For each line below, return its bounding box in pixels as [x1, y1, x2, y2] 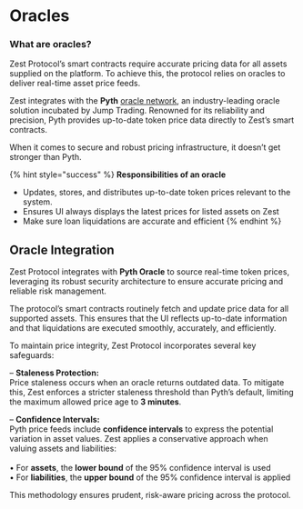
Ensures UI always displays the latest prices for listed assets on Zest [22, 206, 279, 217]
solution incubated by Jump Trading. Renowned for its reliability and [9, 105, 266, 116]
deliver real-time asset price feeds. [9, 78, 141, 89]
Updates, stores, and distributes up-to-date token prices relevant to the [22, 187, 291, 198]
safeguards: [9, 350, 55, 361]
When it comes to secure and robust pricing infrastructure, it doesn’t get [9, 142, 281, 153]
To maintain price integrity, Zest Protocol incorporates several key [9, 340, 257, 351]
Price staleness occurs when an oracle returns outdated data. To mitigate [9, 377, 285, 388]
